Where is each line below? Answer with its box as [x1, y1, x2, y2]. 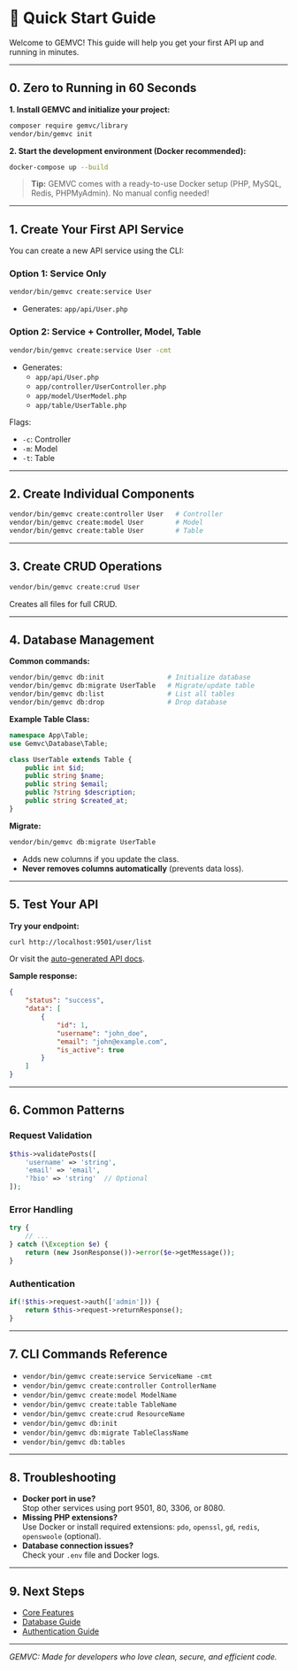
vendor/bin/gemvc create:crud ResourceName [21, 1409, 186, 1419]
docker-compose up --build [9, 163, 109, 172]
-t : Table [21, 452, 56, 463]
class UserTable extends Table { [9, 755, 133, 764]
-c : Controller [21, 434, 72, 444]
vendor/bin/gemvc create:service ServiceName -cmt [21, 1372, 213, 1381]
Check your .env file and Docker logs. [21, 1550, 160, 1560]
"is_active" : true [56, 1045, 125, 1054]
